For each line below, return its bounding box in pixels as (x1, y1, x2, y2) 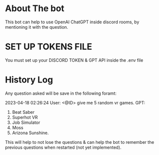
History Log (5, 74, 53, 86)
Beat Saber (12, 109, 35, 115)
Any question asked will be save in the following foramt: (5, 90, 117, 96)
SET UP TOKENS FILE (5, 41, 92, 52)
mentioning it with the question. (5, 24, 69, 30)
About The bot (5, 3, 65, 14)
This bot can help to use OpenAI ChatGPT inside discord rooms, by (5, 19, 140, 25)
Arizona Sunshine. (12, 130, 49, 136)
